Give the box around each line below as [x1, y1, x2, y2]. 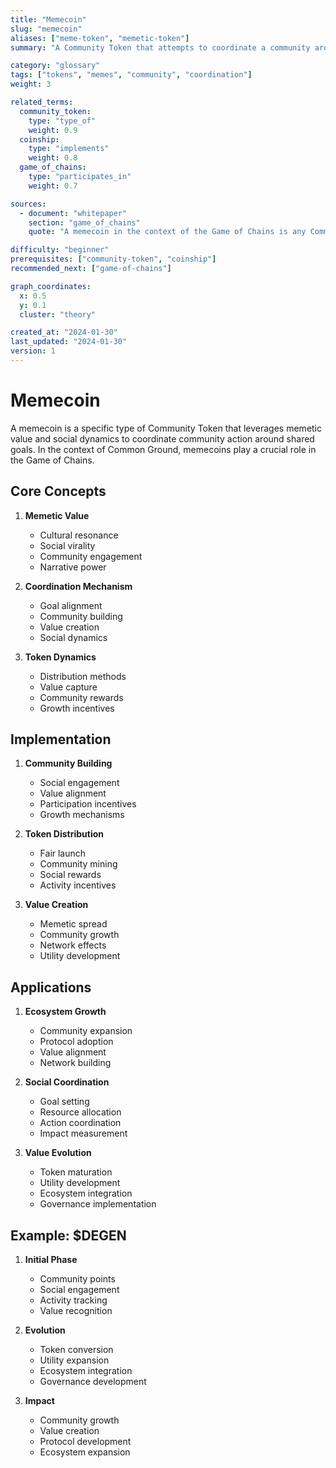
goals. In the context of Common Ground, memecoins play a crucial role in [10, 443, 317, 455]
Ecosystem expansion [39, 1446, 131, 1458]
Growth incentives [39, 702, 115, 714]
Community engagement [39, 550, 143, 562]
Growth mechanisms [39, 809, 125, 821]
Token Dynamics [24, 651, 97, 663]
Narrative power [39, 561, 107, 573]
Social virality [39, 539, 96, 551]
